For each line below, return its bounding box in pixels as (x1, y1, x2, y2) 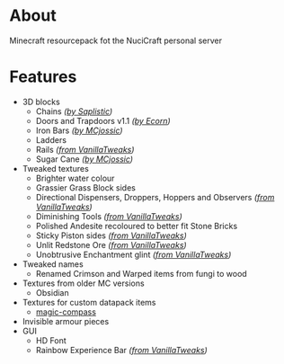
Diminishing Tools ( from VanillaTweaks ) (35, 210, 182, 221)
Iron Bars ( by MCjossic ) (35, 125, 123, 136)
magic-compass (35, 306, 97, 317)
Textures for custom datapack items (22, 297, 156, 307)
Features (9, 67, 77, 87)
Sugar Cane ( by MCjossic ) (35, 154, 133, 164)
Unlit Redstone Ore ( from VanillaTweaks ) (35, 239, 187, 250)
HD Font (35, 334, 67, 346)
